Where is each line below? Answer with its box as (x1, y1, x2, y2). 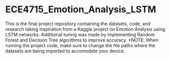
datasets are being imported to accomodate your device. (5, 48, 125, 54)
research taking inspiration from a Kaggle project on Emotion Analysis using (5, 26, 165, 32)
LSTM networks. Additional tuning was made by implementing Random (5, 31, 155, 37)
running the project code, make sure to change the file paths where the (5, 42, 156, 48)
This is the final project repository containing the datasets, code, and (5, 21, 151, 27)
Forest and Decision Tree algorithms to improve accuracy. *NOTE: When (5, 37, 159, 43)
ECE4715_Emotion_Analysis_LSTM (5, 4, 156, 15)
